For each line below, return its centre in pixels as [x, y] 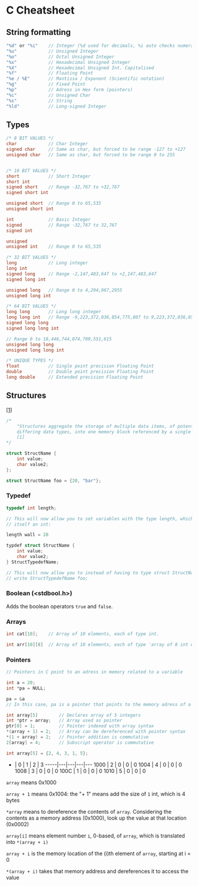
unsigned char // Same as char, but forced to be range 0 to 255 [91, 154]
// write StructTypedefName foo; [47, 578]
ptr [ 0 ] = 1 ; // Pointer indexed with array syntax [80, 726]
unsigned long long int [35, 350]
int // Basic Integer [49, 220]
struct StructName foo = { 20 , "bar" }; [54, 481]
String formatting [39, 32]
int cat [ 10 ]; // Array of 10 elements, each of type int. [83, 634]
